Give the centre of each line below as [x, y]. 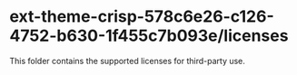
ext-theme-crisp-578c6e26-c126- [142, 17]
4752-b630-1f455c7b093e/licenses [149, 36]
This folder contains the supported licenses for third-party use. [127, 61]
